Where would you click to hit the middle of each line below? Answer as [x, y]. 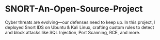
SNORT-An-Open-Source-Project [74, 9]
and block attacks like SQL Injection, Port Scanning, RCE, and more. [73, 32]
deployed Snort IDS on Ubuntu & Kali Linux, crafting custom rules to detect [80, 27]
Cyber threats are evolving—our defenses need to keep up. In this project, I [80, 22]
